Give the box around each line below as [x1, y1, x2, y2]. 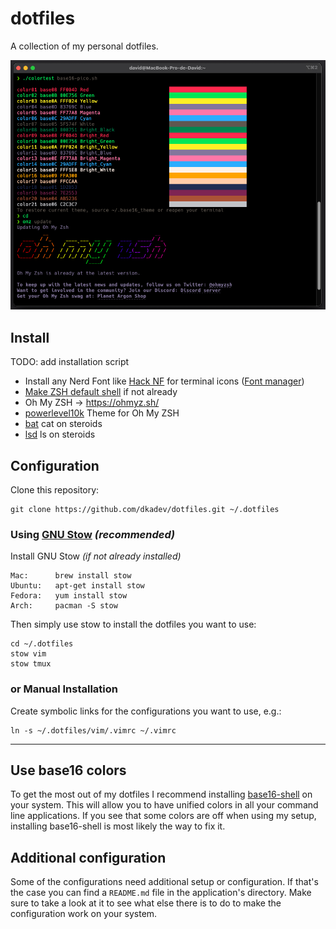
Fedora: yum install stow [10, 591, 128, 601]
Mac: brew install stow [10, 571, 132, 581]
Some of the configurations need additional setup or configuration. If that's [10, 876, 319, 888]
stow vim [10, 649, 47, 659]
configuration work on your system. [10, 908, 158, 920]
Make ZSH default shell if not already [24, 386, 178, 398]
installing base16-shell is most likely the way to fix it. [10, 820, 226, 832]
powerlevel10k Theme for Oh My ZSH [24, 407, 180, 419]
